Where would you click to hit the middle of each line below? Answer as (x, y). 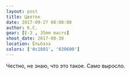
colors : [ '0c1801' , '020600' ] (43, 49)
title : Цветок (23, 17)
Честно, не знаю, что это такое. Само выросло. (66, 66)
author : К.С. (22, 28)
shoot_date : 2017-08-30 (35, 38)
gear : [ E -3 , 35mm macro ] (37, 33)
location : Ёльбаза (28, 44)
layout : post (22, 11)
